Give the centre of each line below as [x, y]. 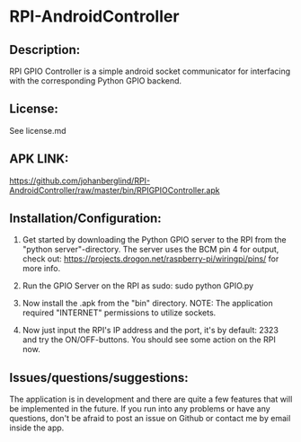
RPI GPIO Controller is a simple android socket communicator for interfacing [150, 71]
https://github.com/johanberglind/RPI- [80, 181]
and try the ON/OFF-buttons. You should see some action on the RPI [149, 340]
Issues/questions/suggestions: [99, 378]
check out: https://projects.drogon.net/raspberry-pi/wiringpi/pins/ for [150, 259]
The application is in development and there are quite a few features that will [151, 399]
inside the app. [37, 428]
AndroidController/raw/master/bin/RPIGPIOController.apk [115, 190]
